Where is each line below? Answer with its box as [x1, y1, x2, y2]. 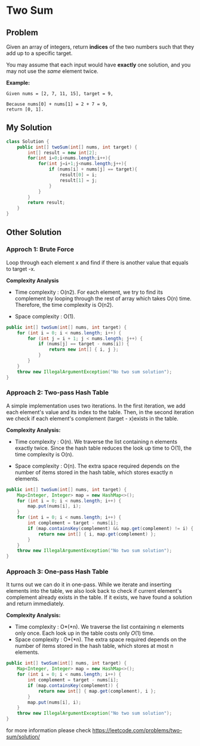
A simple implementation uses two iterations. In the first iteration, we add [6, 402, 186, 409]
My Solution [6, 123, 53, 133]
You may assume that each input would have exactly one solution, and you [6, 61, 191, 68]
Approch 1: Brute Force [6, 245, 75, 254]
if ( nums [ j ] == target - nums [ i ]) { [38, 341, 130, 347]
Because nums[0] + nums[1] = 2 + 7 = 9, [6, 101, 109, 107]
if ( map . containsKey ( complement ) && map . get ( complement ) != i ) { [27, 525, 194, 531]
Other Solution [6, 227, 61, 237]
